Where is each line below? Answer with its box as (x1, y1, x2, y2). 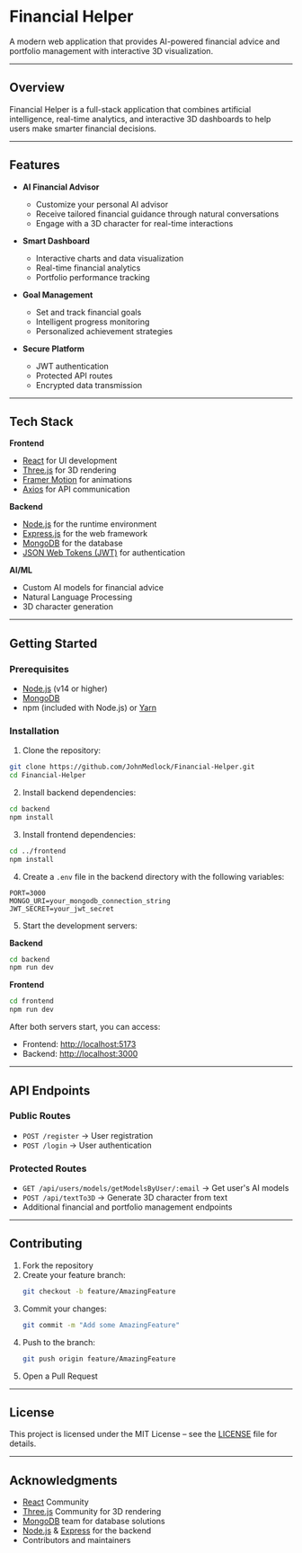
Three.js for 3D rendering (22, 465, 117, 475)
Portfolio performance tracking (35, 271, 150, 282)
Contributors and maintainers (22, 1535, 131, 1546)
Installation (9, 724, 60, 737)
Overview (9, 80, 66, 95)
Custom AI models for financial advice (22, 582, 164, 593)
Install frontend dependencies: (22, 829, 137, 839)
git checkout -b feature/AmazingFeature (22, 1287, 176, 1296)
